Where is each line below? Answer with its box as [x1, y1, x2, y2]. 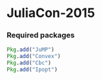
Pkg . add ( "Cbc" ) [6, 59, 52, 67]
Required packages [6, 30, 75, 40]
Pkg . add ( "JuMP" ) [6, 46, 55, 54]
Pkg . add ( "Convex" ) [6, 53, 61, 60]
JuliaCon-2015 [6, 5, 96, 21]
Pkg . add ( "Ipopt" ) [6, 66, 58, 74]
